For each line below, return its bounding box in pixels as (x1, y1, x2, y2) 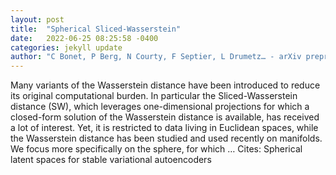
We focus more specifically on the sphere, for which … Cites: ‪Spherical (10, 143, 303, 155)
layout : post (10, 14, 65, 25)
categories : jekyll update (10, 42, 123, 53)
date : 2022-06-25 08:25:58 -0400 (10, 33, 159, 43)
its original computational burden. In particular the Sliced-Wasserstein (10, 90, 298, 102)
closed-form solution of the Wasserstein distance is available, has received (10, 111, 320, 123)
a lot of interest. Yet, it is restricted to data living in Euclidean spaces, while (10, 122, 319, 134)
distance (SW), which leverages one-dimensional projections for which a (10, 101, 310, 113)
